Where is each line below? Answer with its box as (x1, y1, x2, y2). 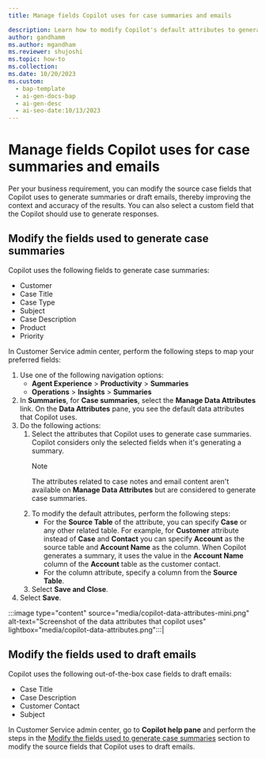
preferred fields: (8, 355, 62, 364)
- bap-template (15, 85, 66, 93)
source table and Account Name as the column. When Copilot (43, 542, 247, 552)
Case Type (19, 298, 55, 307)
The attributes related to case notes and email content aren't (31, 476, 230, 486)
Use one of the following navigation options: (19, 370, 164, 380)
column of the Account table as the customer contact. (43, 559, 221, 568)
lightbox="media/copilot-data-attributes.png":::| (8, 624, 165, 634)
